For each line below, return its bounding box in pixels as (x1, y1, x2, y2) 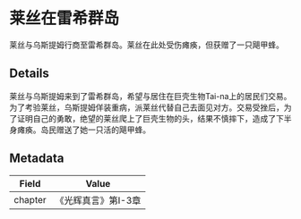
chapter (13, 193, 47, 206)
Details (9, 66, 49, 81)
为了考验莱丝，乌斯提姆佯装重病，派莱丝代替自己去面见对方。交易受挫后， (9, 102, 284, 113)
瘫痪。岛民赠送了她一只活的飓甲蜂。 (16, 124, 150, 135)
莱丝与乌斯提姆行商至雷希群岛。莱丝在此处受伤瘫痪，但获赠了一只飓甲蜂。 (9, 39, 284, 50)
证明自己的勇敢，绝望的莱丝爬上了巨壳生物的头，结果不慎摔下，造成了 (16, 113, 276, 123)
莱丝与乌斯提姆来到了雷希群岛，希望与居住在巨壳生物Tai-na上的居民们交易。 (9, 90, 292, 101)
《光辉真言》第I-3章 (55, 194, 142, 206)
